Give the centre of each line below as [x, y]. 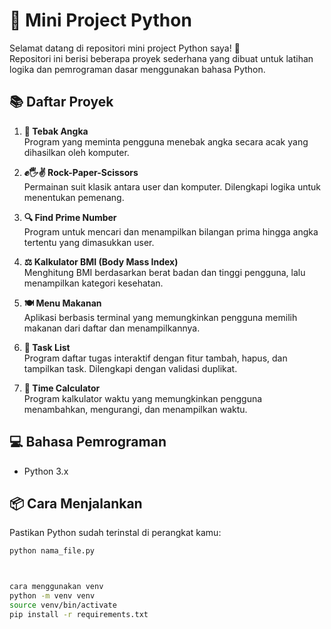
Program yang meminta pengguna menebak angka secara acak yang [166, 141]
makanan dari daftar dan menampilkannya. [112, 328]
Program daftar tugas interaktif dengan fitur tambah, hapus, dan [155, 358]
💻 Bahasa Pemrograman [88, 442]
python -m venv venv [52, 596]
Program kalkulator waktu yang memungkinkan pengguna [143, 398]
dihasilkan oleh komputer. [76, 152]
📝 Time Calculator [62, 388]
